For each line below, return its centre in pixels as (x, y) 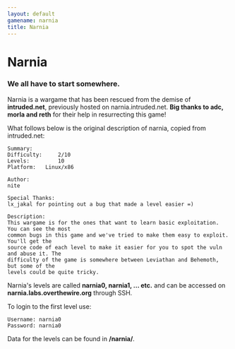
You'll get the (30, 241)
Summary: (20, 148)
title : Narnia (28, 27)
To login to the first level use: (49, 306)
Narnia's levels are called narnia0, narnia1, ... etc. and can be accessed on (116, 285)
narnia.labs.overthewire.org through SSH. (70, 292)
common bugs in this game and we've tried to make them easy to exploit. (118, 235)
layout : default (31, 14)
